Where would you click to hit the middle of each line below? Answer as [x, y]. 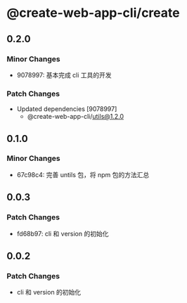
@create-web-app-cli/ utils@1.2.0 [76, 117]
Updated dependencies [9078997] [67, 109]
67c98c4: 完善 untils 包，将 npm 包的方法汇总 [83, 174]
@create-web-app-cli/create [93, 13]
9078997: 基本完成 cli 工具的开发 [64, 75]
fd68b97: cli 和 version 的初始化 [63, 233]
